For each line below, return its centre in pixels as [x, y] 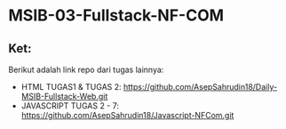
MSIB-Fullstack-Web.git [64, 96]
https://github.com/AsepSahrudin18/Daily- [200, 87]
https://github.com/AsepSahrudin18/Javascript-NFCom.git [127, 115]
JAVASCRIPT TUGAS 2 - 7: [70, 106]
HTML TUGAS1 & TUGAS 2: [71, 87]
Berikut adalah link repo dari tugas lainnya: [86, 69]
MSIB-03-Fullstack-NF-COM [116, 16]
